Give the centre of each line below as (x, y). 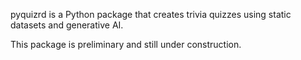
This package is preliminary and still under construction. (126, 44)
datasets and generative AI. (67, 25)
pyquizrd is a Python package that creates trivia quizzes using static (151, 14)
